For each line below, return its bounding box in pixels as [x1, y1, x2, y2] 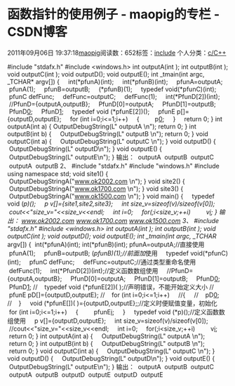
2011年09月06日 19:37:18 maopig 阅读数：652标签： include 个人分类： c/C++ [7, 48, 227, 57]
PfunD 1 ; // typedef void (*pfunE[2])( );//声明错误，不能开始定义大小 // [8, 282, 214, 291]
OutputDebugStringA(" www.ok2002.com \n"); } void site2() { [8, 177, 185, 185]
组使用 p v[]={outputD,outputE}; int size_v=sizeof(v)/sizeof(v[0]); [7, 317, 208, 325]
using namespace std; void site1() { [7, 169, 109, 178]
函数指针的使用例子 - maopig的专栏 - [7, 6, 220, 22]
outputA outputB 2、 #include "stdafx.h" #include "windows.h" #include [8, 161, 220, 170]
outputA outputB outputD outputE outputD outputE [8, 370, 163, 379]
